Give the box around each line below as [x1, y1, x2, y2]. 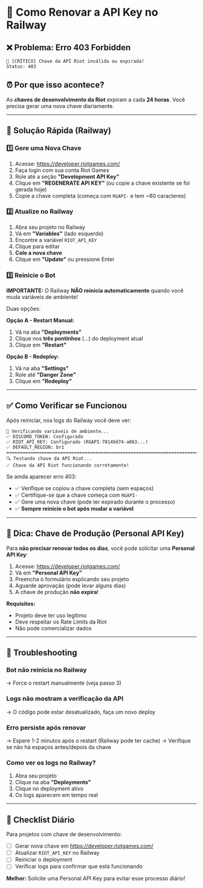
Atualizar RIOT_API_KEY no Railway [14, 849, 100, 857]
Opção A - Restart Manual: [6, 317, 74, 324]
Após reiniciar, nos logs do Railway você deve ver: [6, 417, 132, 424]
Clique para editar [14, 243, 60, 250]
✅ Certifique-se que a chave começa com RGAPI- [14, 491, 138, 499]
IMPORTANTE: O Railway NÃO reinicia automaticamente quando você [6, 287, 184, 295]
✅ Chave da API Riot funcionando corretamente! [6, 462, 130, 468]
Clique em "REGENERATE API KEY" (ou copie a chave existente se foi [14, 179, 190, 187]
